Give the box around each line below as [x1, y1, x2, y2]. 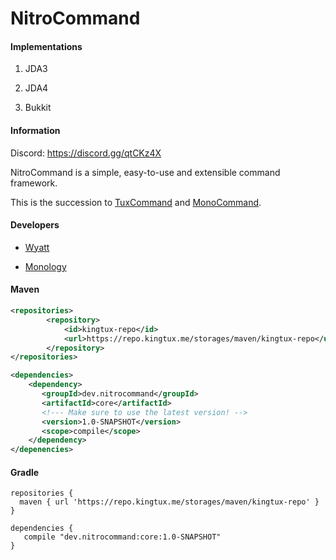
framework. [10, 177, 58, 189]
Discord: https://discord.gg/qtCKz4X [10, 147, 162, 159]
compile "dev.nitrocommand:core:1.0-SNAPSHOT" [23, 532, 222, 542]
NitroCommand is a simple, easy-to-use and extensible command [10, 166, 281, 178]
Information [10, 124, 61, 136]
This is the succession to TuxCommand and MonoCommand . [10, 196, 262, 208]
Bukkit [24, 102, 52, 114]
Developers [10, 219, 60, 231]
